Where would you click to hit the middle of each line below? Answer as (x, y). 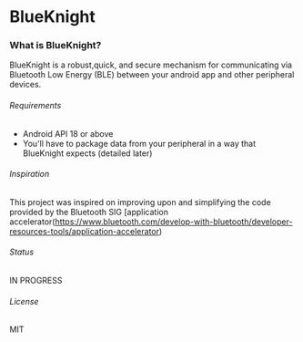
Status (22, 252)
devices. (25, 85)
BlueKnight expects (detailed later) (87, 153)
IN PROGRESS (36, 281)
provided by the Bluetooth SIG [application (89, 212)
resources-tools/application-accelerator (85, 231)
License (24, 301)
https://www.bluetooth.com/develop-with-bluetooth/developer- (173, 222)
